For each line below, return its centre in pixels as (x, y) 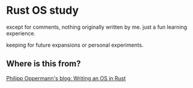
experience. (21, 33)
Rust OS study (43, 10)
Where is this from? (43, 64)
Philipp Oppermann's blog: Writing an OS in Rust (66, 78)
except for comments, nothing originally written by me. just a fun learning (97, 27)
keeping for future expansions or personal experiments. (75, 45)
